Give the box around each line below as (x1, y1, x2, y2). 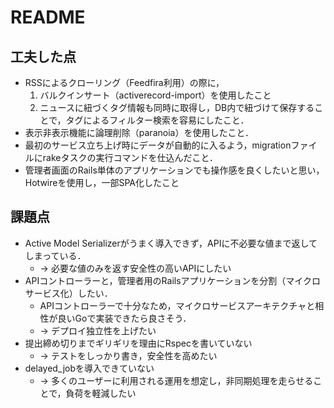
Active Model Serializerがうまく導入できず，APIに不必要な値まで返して (24, 237, 318, 249)
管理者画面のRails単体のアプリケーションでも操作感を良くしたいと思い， (24, 164, 325, 176)
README (10, 6, 86, 29)
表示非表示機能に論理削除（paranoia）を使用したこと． (24, 127, 254, 138)
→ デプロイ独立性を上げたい (39, 324, 157, 336)
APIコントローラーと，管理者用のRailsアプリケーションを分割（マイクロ (24, 274, 322, 286)
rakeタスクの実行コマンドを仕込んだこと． (42, 152, 219, 163)
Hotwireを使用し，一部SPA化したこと (24, 177, 180, 188)
